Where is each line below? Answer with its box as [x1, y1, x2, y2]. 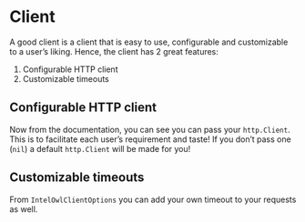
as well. [9, 203, 38, 215]
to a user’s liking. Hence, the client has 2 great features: [9, 45, 219, 56]
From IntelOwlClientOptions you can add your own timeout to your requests [9, 194, 297, 205]
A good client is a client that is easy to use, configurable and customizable [9, 36, 289, 47]
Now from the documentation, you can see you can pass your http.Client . [9, 124, 290, 135]
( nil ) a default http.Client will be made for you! [9, 143, 191, 154]
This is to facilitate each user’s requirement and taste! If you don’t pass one [9, 134, 291, 145]
